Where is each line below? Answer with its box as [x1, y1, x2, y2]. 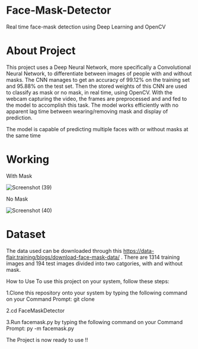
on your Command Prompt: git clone [6, 295, 95, 303]
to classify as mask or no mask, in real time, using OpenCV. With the [6, 88, 173, 96]
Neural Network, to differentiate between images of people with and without [6, 69, 192, 77]
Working [6, 153, 49, 166]
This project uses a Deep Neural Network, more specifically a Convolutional [6, 64, 191, 71]
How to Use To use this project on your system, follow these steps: [6, 277, 170, 285]
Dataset [6, 228, 46, 241]
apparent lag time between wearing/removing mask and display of [6, 107, 168, 115]
